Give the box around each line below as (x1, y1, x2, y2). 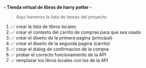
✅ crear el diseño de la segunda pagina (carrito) (10, 40, 110, 46)
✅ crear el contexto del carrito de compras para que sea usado (10, 29, 141, 35)
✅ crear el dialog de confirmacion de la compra (10, 46, 109, 52)
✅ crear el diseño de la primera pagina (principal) (10, 35, 113, 40)
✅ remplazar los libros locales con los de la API (10, 57, 108, 63)
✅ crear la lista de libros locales (10, 23, 76, 29)
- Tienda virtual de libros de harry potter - (3, 4, 92, 10)
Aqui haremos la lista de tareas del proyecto (15, 14, 107, 19)
